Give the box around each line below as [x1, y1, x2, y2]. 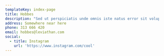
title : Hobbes [5, 12, 34, 17]
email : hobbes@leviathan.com [5, 30, 64, 35]
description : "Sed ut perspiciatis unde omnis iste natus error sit [5, 16, 147, 21]
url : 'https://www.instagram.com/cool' [14, 43, 95, 48]
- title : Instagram [9, 39, 49, 44]
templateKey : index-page [5, 7, 56, 12]
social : [5, 35, 21, 39]
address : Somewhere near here [5, 20, 67, 26]
